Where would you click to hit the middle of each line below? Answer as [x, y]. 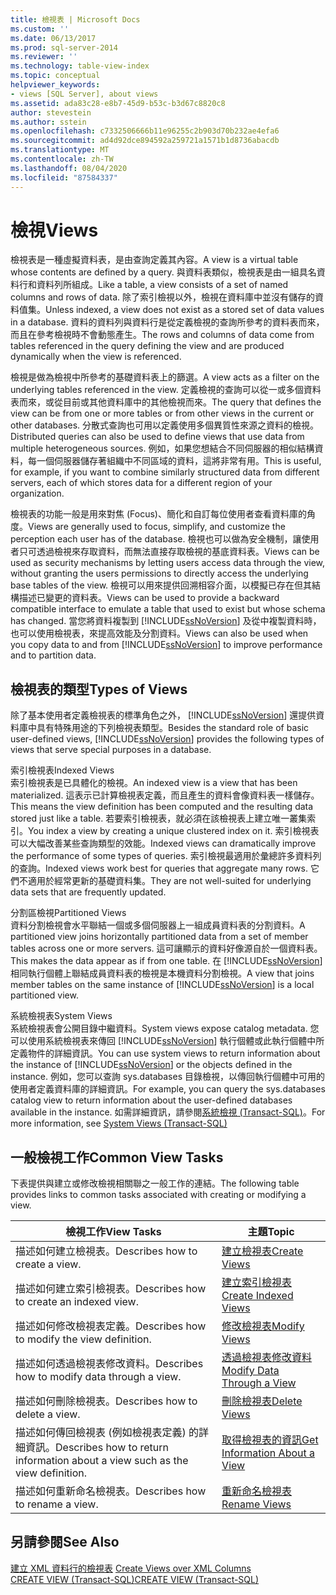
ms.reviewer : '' [44, 57]
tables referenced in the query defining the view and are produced [147, 346]
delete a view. [48, 1414]
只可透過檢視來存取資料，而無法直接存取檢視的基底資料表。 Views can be [169, 552]
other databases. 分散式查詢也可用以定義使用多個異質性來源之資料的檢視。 [165, 425]
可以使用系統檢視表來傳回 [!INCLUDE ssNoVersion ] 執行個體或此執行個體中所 [167, 1041]
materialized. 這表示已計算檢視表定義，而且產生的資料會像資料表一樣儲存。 [165, 795]
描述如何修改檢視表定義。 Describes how [111, 1326]
